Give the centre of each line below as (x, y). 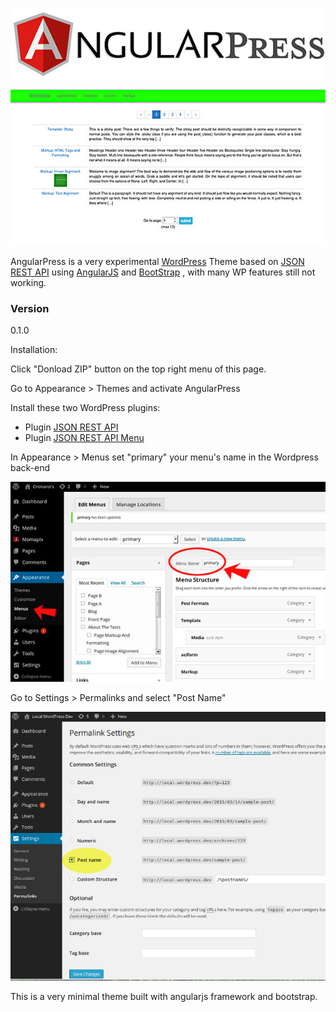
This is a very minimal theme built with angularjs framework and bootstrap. (164, 997)
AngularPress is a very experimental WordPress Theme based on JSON (157, 261)
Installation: (34, 350)
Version (30, 308)
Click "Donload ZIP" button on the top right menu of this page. (138, 369)
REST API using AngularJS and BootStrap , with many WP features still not (163, 272)
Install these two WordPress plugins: (85, 408)
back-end (30, 468)
